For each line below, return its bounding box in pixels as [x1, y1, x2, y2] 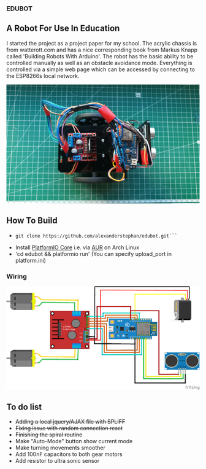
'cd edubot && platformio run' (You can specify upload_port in [15, 250, 172, 257]
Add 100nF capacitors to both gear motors [15, 450, 123, 458]
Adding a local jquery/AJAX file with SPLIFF [15, 417, 126, 425]
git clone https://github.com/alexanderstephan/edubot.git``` [15, 233, 178, 239]
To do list [6, 401, 42, 412]
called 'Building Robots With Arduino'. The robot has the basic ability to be [6, 52, 194, 60]
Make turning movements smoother [15, 444, 105, 451]
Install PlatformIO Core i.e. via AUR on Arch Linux [15, 244, 140, 251]
